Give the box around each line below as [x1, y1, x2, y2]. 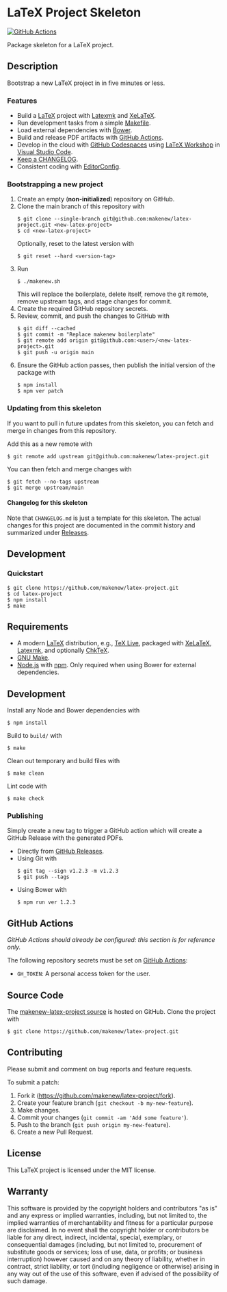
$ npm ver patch [16, 388, 64, 395]
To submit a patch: [7, 1078, 59, 1086]
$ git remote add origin [16, 337, 88, 344]
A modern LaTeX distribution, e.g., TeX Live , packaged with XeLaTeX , [16, 639, 212, 647]
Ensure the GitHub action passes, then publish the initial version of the [16, 361, 215, 369]
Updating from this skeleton [7, 403, 102, 413]
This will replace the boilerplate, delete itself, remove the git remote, [16, 290, 209, 299]
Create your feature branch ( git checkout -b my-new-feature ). [16, 1098, 193, 1107]
